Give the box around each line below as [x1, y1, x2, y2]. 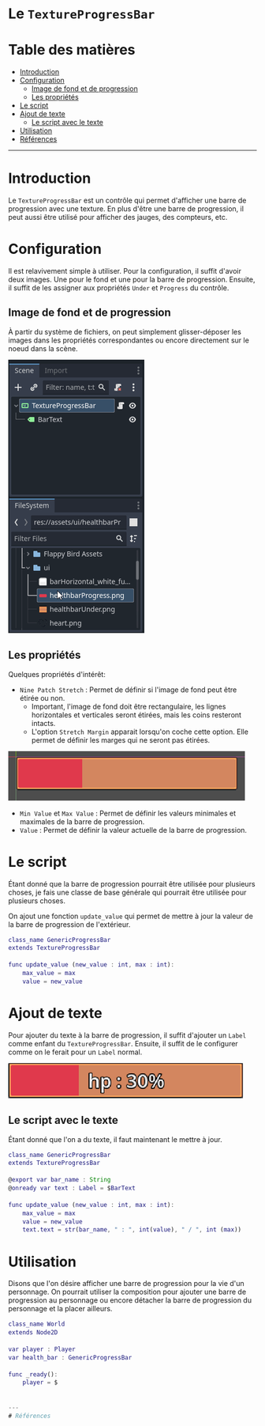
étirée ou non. [19, 693, 65, 702]
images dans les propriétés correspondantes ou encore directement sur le [8, 335, 250, 345]
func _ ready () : [8, 1370, 58, 1379]
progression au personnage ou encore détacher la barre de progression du [8, 1296, 252, 1305]
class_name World [8, 1320, 65, 1329]
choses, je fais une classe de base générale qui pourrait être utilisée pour [8, 887, 247, 897]
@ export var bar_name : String [8, 1176, 111, 1184]
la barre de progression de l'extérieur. [8, 919, 131, 929]
